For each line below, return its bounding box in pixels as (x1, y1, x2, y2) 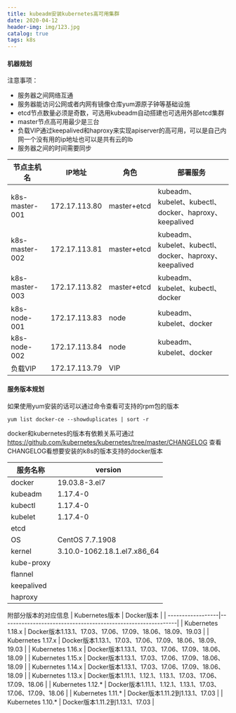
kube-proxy (11, 557, 51, 567)
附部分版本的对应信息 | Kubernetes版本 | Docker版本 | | (7, 611, 166, 619)
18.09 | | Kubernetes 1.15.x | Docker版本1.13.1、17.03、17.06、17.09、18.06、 (7, 653, 225, 662)
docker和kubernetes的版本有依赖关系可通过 (7, 429, 135, 438)
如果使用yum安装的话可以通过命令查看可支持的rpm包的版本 (7, 402, 179, 410)
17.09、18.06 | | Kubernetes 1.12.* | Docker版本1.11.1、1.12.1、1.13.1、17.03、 (7, 680, 221, 688)
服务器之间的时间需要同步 (17, 144, 92, 152)
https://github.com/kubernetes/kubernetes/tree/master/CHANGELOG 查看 (7, 438, 222, 446)
